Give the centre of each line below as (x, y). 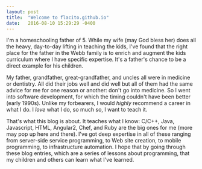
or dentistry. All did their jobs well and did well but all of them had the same (99, 84)
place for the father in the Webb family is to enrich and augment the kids (96, 53)
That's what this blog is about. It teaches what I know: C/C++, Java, (90, 121)
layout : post (23, 12)
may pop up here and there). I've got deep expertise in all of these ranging (99, 134)
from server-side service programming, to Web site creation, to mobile (94, 141)
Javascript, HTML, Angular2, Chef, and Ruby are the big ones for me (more (99, 128)
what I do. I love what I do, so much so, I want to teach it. (77, 110)
